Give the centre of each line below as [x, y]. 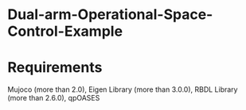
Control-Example [65, 31]
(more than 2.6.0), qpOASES [54, 98]
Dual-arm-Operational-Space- [110, 15]
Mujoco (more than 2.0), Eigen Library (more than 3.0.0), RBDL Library [123, 89]
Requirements [55, 68]
